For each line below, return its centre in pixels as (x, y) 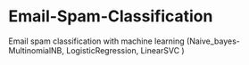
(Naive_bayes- (213, 41)
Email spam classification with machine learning (96, 41)
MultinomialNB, (36, 50)
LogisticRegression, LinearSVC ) (125, 50)
